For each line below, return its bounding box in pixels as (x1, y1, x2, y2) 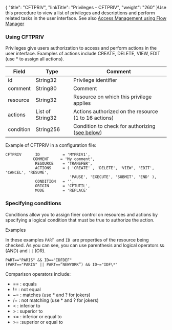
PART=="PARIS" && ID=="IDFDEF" (5, 257, 72, 262)
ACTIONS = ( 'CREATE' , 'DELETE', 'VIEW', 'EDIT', (35, 166, 155, 171)
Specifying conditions (5, 200, 61, 207)
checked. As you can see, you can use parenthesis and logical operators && (5, 242, 165, 248)
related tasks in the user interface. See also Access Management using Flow (5, 15, 167, 21)
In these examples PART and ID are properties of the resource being (5, 236, 149, 243)
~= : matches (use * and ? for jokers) (12, 292, 91, 298)
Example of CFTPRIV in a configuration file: (5, 142, 96, 148)
